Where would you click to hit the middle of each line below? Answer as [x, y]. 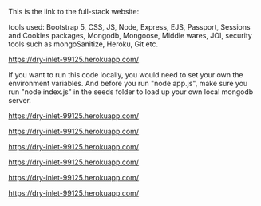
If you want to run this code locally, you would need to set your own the [126, 75]
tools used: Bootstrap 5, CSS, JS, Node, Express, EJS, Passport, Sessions [129, 27]
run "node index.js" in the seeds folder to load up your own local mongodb [131, 92]
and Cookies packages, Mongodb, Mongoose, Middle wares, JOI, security [130, 36]
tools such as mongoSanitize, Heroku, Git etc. [83, 44]
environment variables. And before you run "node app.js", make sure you [128, 83]
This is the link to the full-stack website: [74, 12]
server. [20, 100]
